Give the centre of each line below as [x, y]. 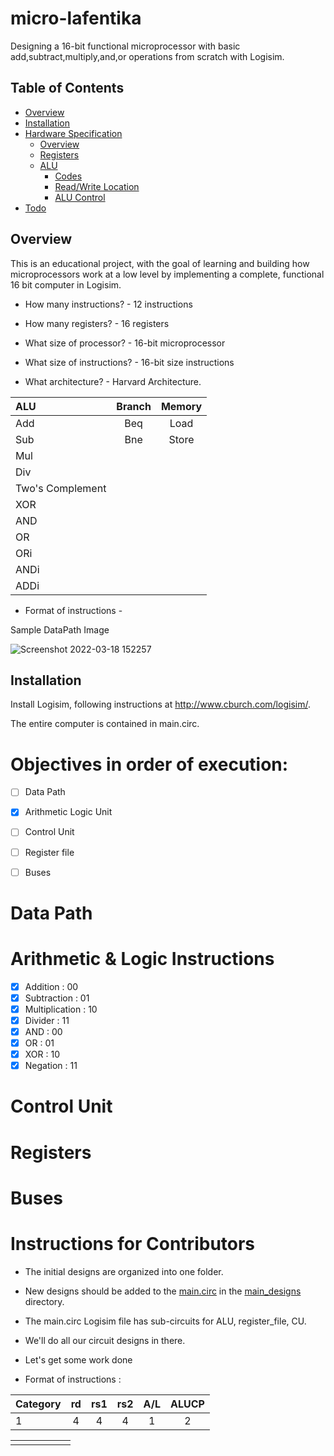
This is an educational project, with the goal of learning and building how [160, 263]
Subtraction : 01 [57, 998]
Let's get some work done [78, 1359]
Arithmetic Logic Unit [68, 812]
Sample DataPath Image [60, 629]
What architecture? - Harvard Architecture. [113, 381]
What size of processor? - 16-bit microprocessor [125, 343]
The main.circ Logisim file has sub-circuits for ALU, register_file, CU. [165, 1321]
